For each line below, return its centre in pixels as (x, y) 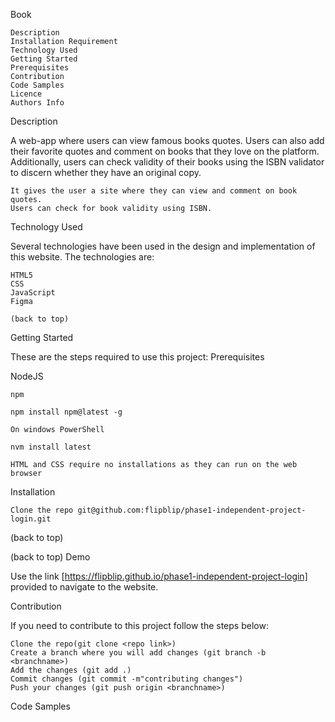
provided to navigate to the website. (84, 587)
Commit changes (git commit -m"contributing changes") (127, 679)
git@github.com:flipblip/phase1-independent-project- (192, 510)
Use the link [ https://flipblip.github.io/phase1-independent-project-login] (159, 576)
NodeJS (27, 376)
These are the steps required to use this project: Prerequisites (137, 357)
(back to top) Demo (50, 557)
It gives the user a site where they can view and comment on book (154, 191)
